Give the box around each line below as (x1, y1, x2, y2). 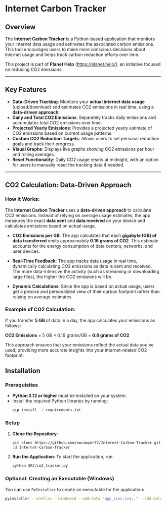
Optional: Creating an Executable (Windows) (5, 475, 115, 482)
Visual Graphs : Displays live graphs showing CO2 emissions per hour (12, 146, 155, 152)
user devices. (12, 248, 41, 254)
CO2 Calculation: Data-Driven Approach (5, 181, 132, 189)
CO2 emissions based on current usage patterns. (12, 130, 113, 136)
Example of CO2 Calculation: (5, 306, 76, 313)
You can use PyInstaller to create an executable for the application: (5, 486, 145, 492)
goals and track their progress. (12, 141, 75, 147)
